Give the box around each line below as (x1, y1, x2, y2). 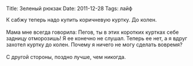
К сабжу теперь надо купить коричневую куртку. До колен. (6, 16, 157, 23)
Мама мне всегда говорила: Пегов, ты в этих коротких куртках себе (6, 29, 179, 36)
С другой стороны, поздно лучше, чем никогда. (6, 54, 127, 60)
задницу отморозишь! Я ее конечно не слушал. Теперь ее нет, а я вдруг (6, 35, 188, 41)
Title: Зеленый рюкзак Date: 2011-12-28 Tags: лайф (6, 5, 132, 12)
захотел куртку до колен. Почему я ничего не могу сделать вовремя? (6, 41, 183, 48)
